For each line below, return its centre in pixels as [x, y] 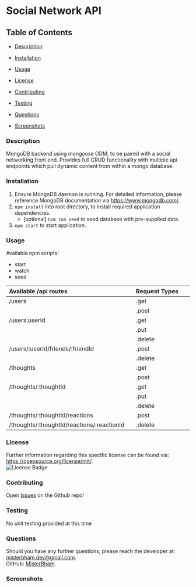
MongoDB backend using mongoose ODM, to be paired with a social [88, 154]
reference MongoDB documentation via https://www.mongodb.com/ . [97, 200]
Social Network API [54, 11]
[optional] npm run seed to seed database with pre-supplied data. [101, 219]
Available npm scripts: [33, 253]
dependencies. [32, 212]
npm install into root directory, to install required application [87, 207]
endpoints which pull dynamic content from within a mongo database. [90, 166]
